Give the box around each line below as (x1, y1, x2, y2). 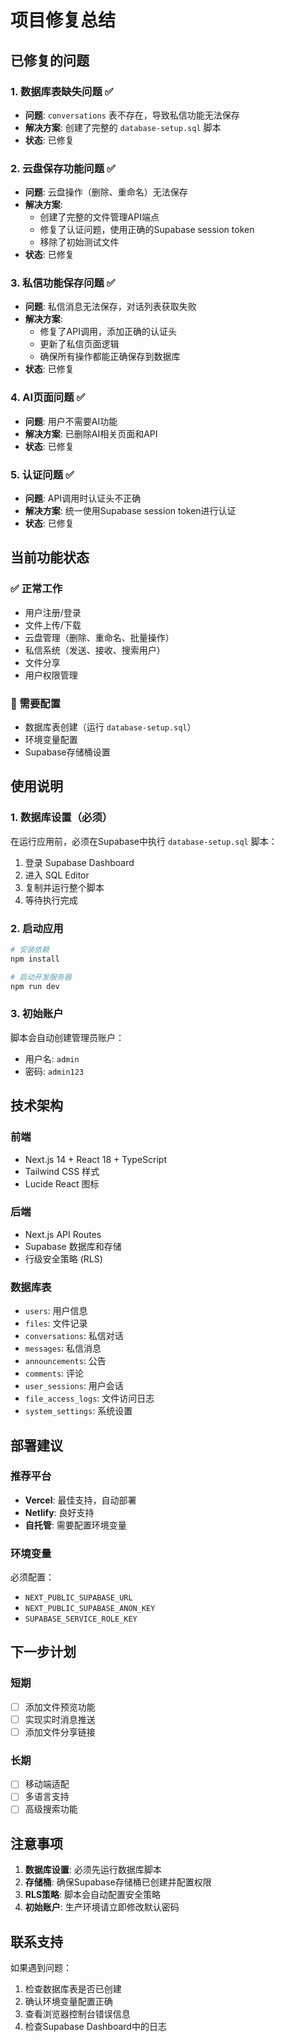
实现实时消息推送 (24, 1713, 96, 1725)
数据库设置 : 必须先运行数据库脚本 (24, 1864, 162, 1876)
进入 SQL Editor (24, 869, 90, 881)
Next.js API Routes (24, 1228, 102, 1240)
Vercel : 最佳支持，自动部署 (24, 1494, 137, 1506)
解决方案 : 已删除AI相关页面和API (24, 427, 158, 440)
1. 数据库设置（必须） (10, 811, 113, 825)
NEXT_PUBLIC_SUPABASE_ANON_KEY (24, 1604, 156, 1614)
